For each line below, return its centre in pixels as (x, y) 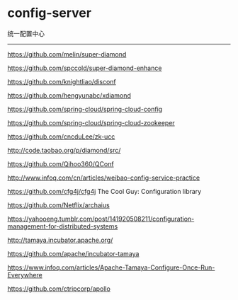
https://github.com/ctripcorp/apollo (59, 289)
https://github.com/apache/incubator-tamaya (73, 253)
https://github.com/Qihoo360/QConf (61, 163)
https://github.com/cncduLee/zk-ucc (61, 137)
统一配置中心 (26, 33)
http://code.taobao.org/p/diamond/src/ (64, 150)
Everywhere (25, 275)
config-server (50, 13)
